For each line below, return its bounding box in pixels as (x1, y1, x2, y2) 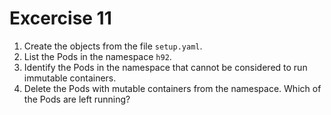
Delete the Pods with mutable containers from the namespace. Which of (23, 82, 322, 94)
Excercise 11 (9, 7, 112, 30)
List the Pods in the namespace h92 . (23, 50, 172, 62)
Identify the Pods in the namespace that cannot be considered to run (23, 61, 308, 73)
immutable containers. (23, 72, 117, 84)
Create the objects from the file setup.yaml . (23, 40, 203, 52)
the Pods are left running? (23, 93, 131, 105)
